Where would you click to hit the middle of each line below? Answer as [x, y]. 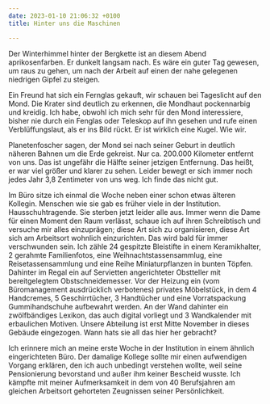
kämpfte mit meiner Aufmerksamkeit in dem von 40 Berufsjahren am [122, 382]
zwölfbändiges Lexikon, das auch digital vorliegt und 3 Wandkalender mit [130, 315]
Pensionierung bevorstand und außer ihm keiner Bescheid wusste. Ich [125, 373]
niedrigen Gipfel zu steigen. [54, 79]
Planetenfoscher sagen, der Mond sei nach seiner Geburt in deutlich [122, 145]
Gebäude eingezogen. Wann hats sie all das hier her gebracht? [113, 332]
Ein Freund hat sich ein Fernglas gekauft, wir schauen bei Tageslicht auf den [135, 95]
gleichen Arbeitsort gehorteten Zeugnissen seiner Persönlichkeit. [116, 391]
